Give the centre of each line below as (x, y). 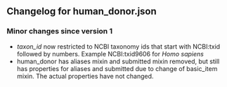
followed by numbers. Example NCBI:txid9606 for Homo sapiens (110, 54)
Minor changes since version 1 (60, 31)
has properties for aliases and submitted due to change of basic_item (117, 68)
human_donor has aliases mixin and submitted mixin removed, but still (118, 61)
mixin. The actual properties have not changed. (85, 76)
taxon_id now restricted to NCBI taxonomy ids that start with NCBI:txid (118, 46)
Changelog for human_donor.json (82, 11)
